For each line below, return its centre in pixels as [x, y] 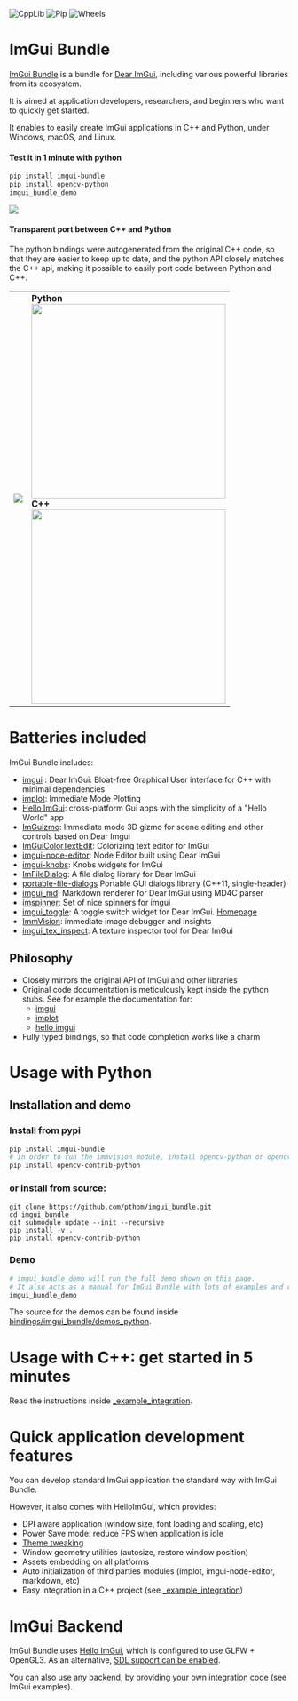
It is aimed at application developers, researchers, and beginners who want [147, 100]
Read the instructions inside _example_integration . [101, 1401]
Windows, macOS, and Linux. [63, 137]
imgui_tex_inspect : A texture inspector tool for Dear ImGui [127, 930]
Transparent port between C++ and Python [90, 229]
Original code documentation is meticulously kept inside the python [145, 989]
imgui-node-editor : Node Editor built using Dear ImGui [121, 855]
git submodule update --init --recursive [87, 1222]
